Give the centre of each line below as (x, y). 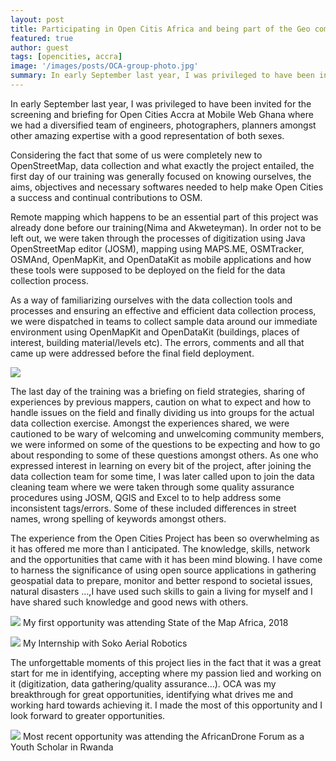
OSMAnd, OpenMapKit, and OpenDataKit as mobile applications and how (161, 259)
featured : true (42, 38)
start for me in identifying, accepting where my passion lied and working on (166, 673)
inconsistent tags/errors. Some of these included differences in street (153, 508)
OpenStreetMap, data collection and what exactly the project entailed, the (162, 165)
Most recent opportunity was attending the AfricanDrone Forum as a (163, 736)
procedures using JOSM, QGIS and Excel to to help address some (146, 497)
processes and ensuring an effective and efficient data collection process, (163, 310)
